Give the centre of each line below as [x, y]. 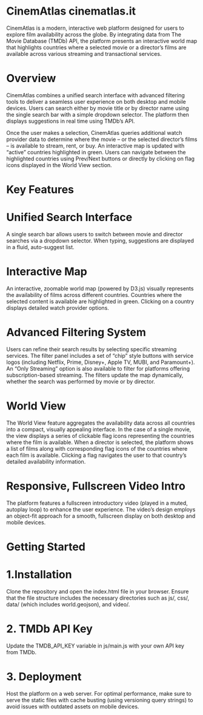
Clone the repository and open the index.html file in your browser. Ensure [98, 591]
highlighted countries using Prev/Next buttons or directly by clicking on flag [101, 159]
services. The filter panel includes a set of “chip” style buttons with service [100, 355]
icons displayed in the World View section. [59, 165]
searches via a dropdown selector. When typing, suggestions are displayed [100, 241]
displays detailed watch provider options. [58, 307]
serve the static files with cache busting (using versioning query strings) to [100, 700]
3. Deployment [44, 677]
